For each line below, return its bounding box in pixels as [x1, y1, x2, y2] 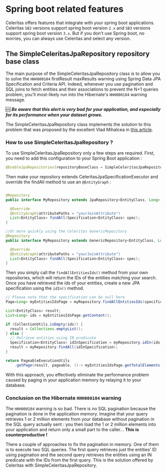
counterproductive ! [5, 432, 48, 438]
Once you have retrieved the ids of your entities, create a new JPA [5, 280, 140, 286]
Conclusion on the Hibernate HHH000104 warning [5, 394, 122, 401]
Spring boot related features [5, 3, 124, 15]
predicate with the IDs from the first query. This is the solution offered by [5, 457, 153, 463]
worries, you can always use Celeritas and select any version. [5, 35, 131, 41]
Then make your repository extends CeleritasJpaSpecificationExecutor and [5, 173, 158, 179]
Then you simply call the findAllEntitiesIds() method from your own [5, 270, 148, 275]
